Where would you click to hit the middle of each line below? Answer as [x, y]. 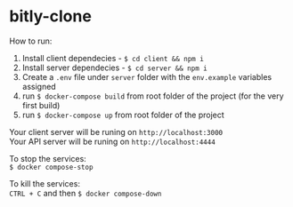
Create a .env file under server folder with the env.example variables [147, 76]
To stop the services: [48, 158]
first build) [41, 105]
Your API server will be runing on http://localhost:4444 [112, 141]
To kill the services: [45, 183]
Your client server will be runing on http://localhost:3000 [116, 131]
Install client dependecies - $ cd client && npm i [113, 58]
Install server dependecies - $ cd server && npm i [114, 68]
